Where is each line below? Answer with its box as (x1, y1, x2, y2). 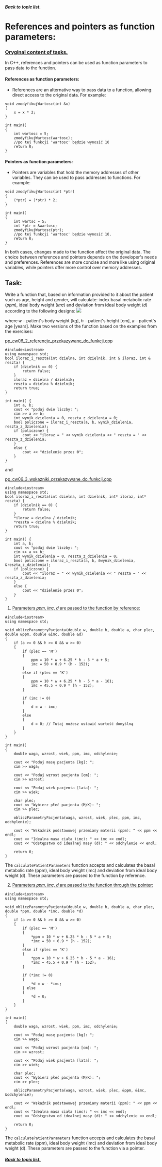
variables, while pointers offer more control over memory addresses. (5, 265, 142, 271)
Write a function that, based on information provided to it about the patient (5, 292, 154, 297)
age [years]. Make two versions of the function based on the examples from (5, 323, 157, 329)
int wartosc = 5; (14, 132, 49, 136)
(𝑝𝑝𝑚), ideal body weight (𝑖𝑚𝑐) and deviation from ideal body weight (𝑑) (5, 302, 148, 308)
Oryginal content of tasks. (5, 49, 68, 56)
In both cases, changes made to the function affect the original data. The (5, 249, 151, 255)
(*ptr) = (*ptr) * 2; (14, 198, 57, 203)
